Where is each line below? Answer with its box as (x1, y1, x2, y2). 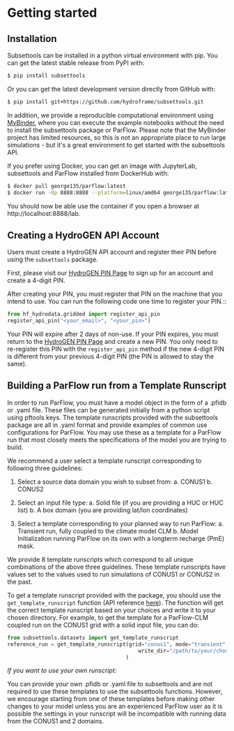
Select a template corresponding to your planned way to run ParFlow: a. (17, 519, 224, 528)
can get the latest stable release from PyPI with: (7, 59, 145, 67)
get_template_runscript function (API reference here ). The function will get (7, 598, 224, 607)
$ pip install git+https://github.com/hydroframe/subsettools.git (7, 98, 204, 106)
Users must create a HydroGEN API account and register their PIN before (7, 248, 217, 256)
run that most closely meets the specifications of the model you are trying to (7, 435, 226, 444)
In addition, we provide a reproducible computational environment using (7, 110, 214, 120)
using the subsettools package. (7, 255, 99, 263)
